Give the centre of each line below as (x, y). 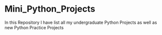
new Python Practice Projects (34, 27)
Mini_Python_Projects (50, 9)
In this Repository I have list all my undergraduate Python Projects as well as (81, 22)
